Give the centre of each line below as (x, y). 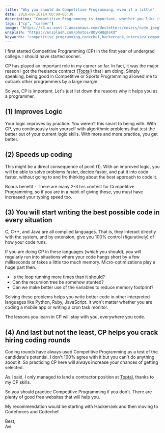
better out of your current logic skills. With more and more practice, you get (82, 134)
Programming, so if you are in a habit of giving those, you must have (74, 192)
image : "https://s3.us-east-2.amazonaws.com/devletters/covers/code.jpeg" (83, 28)
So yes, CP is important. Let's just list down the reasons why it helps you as (82, 91)
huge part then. (21, 267)
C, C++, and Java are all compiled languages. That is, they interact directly (81, 232)
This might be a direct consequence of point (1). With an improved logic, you (82, 166)
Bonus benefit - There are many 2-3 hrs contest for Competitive (70, 186)
